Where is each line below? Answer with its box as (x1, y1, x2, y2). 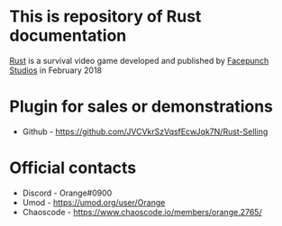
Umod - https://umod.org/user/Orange (22, 196, 166, 208)
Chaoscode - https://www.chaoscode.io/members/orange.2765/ (22, 206, 263, 217)
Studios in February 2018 (9, 65, 103, 76)
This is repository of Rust (9, 6, 202, 27)
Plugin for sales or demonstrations (9, 96, 273, 117)
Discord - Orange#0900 (22, 187, 113, 198)
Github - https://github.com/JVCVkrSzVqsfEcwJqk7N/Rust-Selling (22, 126, 268, 137)
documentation (9, 25, 127, 46)
